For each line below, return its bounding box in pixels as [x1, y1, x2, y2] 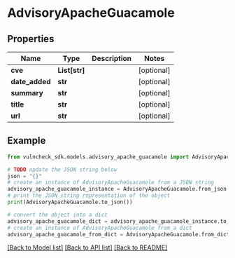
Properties [7, 33, 55, 45]
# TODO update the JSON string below [7, 166, 117, 173]
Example [7, 135, 46, 147]
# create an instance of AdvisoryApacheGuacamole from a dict [7, 224, 192, 231]
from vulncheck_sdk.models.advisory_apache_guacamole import [7, 153, 190, 161]
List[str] [57, 65, 85, 75]
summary [10, 88, 43, 97]
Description [92, 54, 131, 63]
